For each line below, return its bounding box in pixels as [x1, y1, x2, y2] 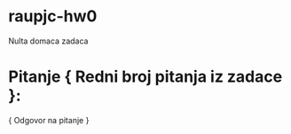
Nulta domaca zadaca [8, 35, 89, 46]
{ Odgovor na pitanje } [8, 114, 90, 125]
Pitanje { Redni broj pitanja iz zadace [8, 67, 283, 87]
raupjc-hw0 [8, 6, 98, 27]
